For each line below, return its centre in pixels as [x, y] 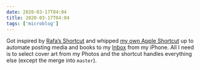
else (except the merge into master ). [52, 60]
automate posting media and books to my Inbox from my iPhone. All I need [100, 47]
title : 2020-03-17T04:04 [38, 18]
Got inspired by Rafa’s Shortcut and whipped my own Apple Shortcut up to [100, 41]
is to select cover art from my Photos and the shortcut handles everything [99, 54]
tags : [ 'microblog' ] [33, 23]
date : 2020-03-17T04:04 [37, 12]
